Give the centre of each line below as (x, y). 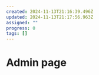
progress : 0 (21, 28)
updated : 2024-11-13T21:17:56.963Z (50, 17)
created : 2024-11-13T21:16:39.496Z (50, 12)
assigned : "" (22, 22)
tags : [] (17, 34)
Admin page (36, 63)
